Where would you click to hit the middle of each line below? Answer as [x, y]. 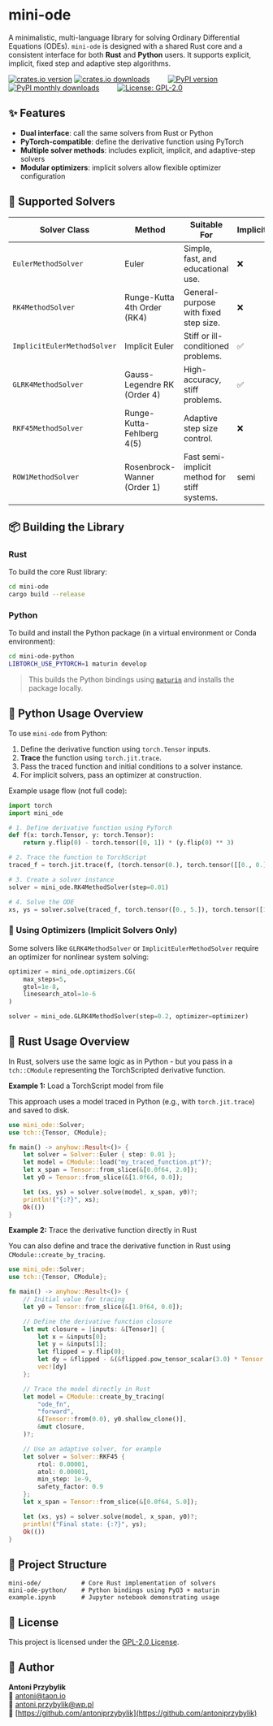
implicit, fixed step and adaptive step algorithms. [90, 63]
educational [206, 268]
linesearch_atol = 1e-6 [59, 994]
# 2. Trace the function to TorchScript [78, 858]
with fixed [202, 312]
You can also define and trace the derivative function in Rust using [120, 1246]
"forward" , [56, 1412]
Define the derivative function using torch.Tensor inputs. [115, 748]
